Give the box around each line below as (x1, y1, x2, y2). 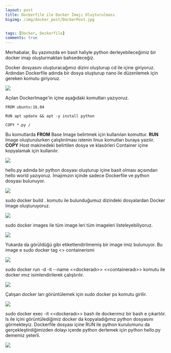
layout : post (5, 7, 33, 13)
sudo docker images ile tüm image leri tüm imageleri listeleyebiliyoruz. (5, 222, 153, 228)
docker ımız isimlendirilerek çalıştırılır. (5, 272, 84, 278)
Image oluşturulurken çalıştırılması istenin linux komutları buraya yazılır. (5, 137, 155, 143)
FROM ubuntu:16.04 (5, 105, 44, 110)
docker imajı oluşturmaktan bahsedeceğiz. (5, 55, 95, 61)
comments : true (5, 35, 38, 41)
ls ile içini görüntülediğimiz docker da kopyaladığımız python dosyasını (5, 316, 154, 322)
